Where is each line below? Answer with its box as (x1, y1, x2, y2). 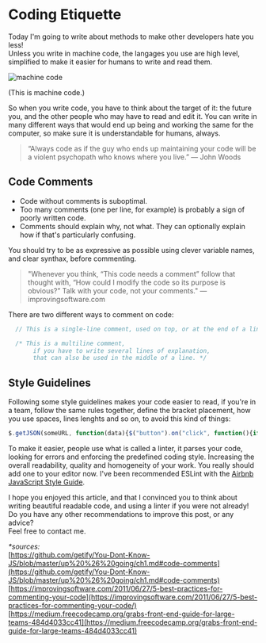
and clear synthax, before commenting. (8, 254, 137, 263)
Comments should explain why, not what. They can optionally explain (19, 221, 245, 231)
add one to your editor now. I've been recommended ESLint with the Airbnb (8, 469, 254, 478)
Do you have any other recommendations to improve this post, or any (8, 509, 234, 519)
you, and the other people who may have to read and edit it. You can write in (8, 111, 257, 121)
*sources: (8, 542, 40, 551)
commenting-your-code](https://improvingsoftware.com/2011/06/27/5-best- (8, 592, 258, 602)
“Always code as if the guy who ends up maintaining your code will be (27, 144, 256, 153)
